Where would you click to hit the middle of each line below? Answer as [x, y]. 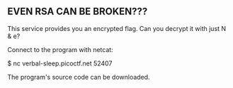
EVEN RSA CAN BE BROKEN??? [78, 12]
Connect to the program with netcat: [60, 49]
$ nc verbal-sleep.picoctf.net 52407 [60, 63]
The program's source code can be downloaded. [79, 77]
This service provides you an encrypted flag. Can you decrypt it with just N [117, 28]
